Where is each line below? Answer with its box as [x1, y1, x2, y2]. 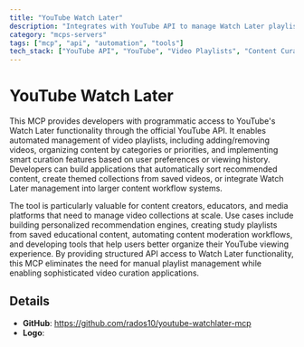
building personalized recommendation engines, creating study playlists [9, 220, 278, 230]
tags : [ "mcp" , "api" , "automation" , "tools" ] [9, 38, 184, 48]
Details [9, 294, 50, 309]
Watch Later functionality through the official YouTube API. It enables [9, 126, 267, 136]
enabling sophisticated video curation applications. [9, 267, 200, 278]
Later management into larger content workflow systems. [9, 183, 223, 194]
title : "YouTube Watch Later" [9, 13, 124, 23]
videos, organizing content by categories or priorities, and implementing [9, 145, 279, 155]
